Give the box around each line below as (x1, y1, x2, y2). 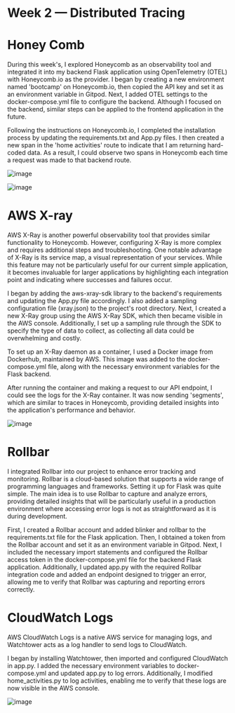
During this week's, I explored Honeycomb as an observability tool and (7, 60, 212, 69)
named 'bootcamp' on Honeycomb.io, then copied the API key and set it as (7, 83, 224, 91)
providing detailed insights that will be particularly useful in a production (7, 497, 216, 505)
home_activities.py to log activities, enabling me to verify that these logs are (7, 676, 227, 685)
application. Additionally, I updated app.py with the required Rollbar (7, 563, 201, 571)
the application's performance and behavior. (7, 406, 135, 415)
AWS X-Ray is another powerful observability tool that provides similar (7, 231, 210, 239)
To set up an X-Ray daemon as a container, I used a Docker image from (7, 347, 214, 356)
